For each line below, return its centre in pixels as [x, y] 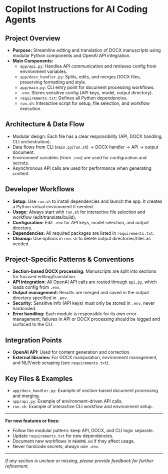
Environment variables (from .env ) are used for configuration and [79, 157]
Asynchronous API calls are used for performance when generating [82, 168]
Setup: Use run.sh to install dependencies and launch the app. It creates [87, 201]
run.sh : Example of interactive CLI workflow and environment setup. [83, 407]
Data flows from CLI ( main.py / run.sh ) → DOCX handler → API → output [85, 147]
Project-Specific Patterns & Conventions [69, 259]
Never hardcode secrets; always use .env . [56, 447]
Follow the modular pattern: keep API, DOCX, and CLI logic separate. [83, 431]
